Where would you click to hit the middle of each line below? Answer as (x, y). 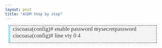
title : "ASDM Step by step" (34, 14)
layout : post (18, 9)
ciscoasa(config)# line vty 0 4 (47, 35)
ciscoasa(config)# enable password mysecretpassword (75, 29)
